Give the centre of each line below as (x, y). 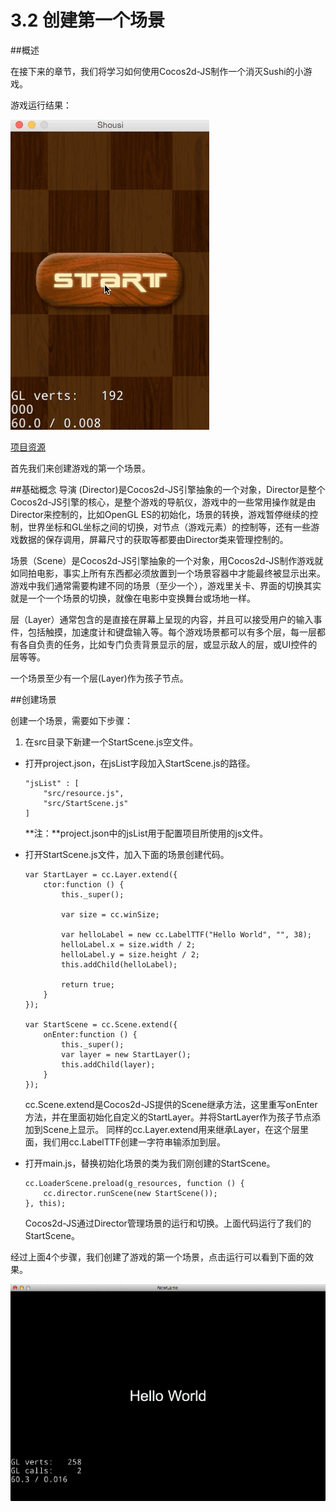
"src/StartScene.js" (86, 803)
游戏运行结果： (41, 105)
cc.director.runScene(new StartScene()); (130, 1193)
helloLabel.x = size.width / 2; (128, 944)
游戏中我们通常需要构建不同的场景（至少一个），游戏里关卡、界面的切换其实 (166, 585)
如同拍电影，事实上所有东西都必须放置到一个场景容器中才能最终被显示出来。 (168, 573)
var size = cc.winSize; (110, 914)
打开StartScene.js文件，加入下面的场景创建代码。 (127, 854)
